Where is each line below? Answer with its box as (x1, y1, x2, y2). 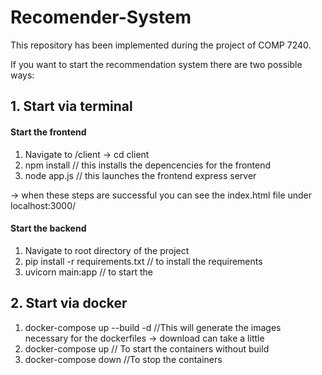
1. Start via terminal (10, 98, 133, 115)
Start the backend (10, 222, 87, 235)
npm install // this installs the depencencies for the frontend (24, 159, 272, 171)
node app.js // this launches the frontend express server (24, 169, 257, 181)
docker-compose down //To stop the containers (24, 353, 223, 365)
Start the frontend (10, 126, 87, 138)
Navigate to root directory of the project (24, 244, 190, 256)
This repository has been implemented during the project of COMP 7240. (10, 39, 312, 51)
